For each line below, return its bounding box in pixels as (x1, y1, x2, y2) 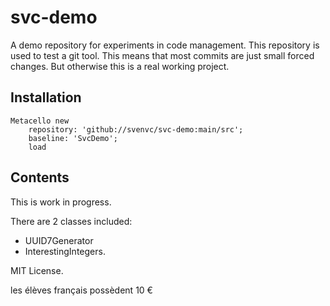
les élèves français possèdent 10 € (10, 284, 153, 296)
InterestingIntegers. (24, 245, 106, 257)
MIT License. (10, 264, 64, 276)
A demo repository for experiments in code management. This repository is (10, 39, 320, 51)
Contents (10, 169, 70, 186)
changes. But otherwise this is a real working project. (10, 60, 230, 72)
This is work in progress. (10, 196, 112, 208)
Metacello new (10, 116, 70, 126)
